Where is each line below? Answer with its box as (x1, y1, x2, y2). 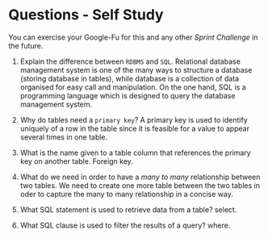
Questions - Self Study (8, 6, 164, 24)
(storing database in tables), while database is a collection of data (19, 73, 240, 83)
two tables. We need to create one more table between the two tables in (19, 180, 261, 190)
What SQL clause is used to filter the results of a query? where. (19, 220, 231, 230)
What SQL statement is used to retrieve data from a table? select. (19, 204, 237, 215)
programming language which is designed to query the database (19, 90, 236, 100)
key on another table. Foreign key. (19, 156, 133, 166)
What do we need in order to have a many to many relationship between (19, 172, 261, 182)
